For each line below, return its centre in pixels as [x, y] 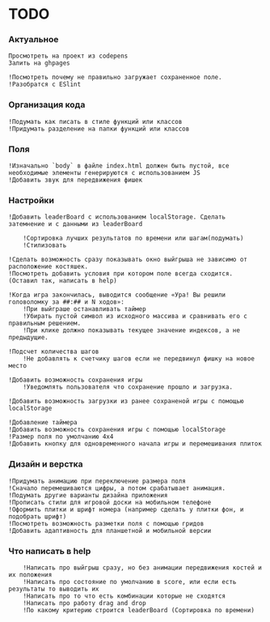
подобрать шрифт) [38, 516]
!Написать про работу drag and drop [85, 603]
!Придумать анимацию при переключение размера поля [97, 481]
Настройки [32, 200]
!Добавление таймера [43, 423]
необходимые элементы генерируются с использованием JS [104, 173]
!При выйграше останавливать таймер [85, 309]
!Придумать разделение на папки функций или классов [99, 129]
